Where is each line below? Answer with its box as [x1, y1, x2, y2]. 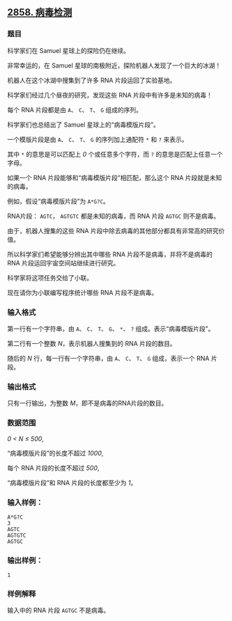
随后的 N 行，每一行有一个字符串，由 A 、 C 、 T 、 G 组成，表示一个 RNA [7, 354, 210, 362]
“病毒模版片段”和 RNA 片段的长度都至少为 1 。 [7, 478, 137, 487]
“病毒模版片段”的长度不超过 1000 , [7, 448, 104, 457]
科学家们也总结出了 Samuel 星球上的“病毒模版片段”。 [7, 120, 160, 129]
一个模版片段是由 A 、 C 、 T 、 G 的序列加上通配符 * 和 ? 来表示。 [7, 135, 188, 143]
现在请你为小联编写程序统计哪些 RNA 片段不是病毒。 [7, 288, 158, 297]
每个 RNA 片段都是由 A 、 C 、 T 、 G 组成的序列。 [7, 105, 143, 113]
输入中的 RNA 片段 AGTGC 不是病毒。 [7, 606, 110, 615]
